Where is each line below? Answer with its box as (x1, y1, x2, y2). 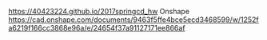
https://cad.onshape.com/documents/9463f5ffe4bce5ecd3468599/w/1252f (8, 15, 260, 24)
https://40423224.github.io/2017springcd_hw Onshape (8, 7, 190, 16)
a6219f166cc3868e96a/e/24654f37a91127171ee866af (8, 24, 185, 32)
